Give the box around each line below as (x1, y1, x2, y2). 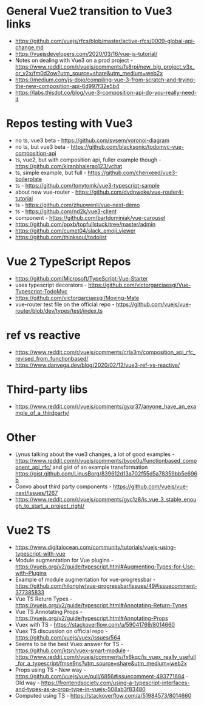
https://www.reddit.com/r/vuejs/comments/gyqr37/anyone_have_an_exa (15, 403, 196, 410)
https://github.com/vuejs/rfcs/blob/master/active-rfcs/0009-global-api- (15, 37, 195, 44)
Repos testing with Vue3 (6, 117, 133, 131)
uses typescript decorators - (15, 281, 87, 288)
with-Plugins (15, 569, 47, 576)
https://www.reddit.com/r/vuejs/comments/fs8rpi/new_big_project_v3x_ (15, 63, 195, 70)
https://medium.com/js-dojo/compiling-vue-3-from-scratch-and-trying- (15, 76, 196, 83)
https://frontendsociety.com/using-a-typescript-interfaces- (41, 679, 190, 686)
